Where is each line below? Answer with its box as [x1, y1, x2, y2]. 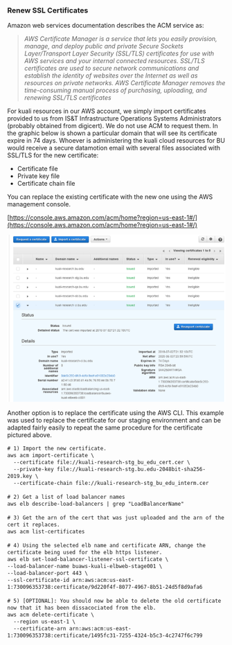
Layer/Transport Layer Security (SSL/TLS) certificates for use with [24, 49, 215, 58]
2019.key [7, 472, 33, 479]
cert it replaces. [7, 521, 60, 528]
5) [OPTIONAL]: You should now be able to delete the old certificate [13, 597, 222, 604]
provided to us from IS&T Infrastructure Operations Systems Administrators [7, 114, 222, 123]
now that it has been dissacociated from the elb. [7, 604, 157, 611]
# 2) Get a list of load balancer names [7, 493, 126, 500]
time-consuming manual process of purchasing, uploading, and [24, 86, 207, 95]
